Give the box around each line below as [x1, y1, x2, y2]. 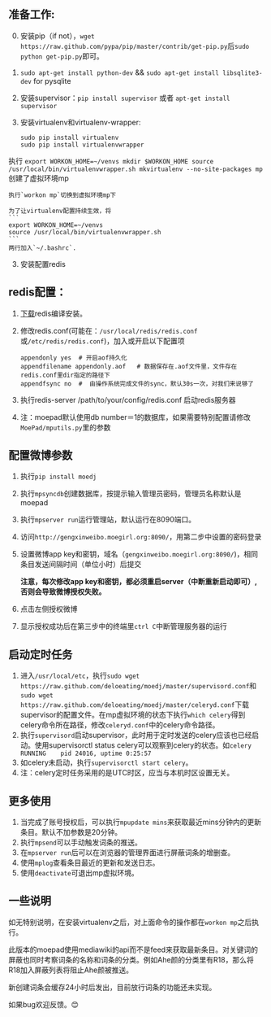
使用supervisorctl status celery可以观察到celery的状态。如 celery [34, 740, 252, 750]
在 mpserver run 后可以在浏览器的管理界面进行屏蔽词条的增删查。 [19, 848, 235, 858]
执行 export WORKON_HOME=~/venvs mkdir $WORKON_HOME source [8, 155, 214, 165]
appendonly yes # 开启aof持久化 [19, 353, 127, 362]
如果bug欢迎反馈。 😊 [8, 999, 80, 1009]
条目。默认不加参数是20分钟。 [19, 827, 123, 837]
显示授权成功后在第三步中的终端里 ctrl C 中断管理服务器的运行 [19, 622, 227, 631]
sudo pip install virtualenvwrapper [19, 141, 144, 149]
